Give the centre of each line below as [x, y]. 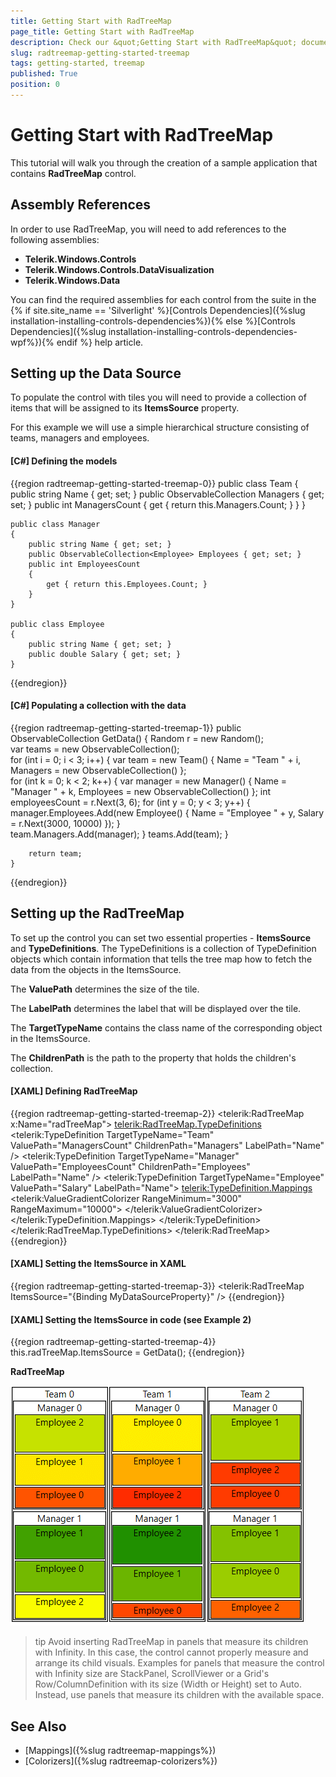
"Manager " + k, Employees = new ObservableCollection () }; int [141, 791]
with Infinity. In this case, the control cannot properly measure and [171, 1652]
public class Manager [55, 524]
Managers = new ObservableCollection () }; [98, 770]
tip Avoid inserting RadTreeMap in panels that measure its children [171, 1642]
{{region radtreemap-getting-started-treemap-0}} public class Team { [154, 483]
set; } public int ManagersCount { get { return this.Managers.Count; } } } [158, 504]
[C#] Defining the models [64, 461]
